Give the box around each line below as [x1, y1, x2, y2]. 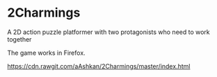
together [7, 35, 32, 43]
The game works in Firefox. [7, 49, 86, 57]
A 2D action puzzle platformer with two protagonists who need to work [7, 28, 210, 36]
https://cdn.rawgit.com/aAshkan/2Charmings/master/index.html [7, 62, 191, 70]
